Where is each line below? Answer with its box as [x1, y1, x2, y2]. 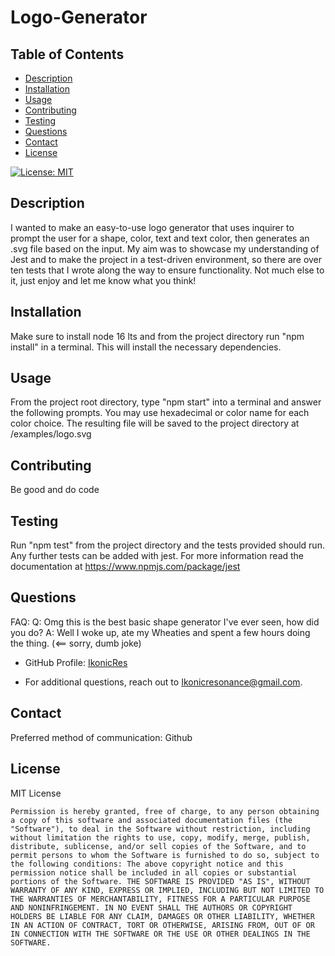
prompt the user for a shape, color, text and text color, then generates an [10, 232, 310, 244]
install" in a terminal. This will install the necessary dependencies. [10, 341, 282, 353]
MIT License [10, 787, 62, 799]
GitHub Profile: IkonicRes [24, 656, 128, 668]
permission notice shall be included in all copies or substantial [10, 867, 298, 878]
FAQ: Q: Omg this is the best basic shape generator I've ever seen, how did [10, 616, 320, 628]
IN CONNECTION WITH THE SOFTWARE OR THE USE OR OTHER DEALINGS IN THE [10, 929, 311, 939]
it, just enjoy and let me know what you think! [10, 274, 197, 286]
